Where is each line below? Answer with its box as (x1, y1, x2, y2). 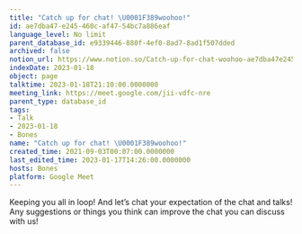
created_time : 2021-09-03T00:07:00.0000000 (9, 147, 175, 156)
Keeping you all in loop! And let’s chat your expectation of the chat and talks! (9, 197, 293, 208)
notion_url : (9, 55, 54, 64)
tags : (9, 105, 30, 114)
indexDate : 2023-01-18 (9, 64, 94, 73)
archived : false (9, 47, 70, 56)
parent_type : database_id (9, 96, 106, 106)
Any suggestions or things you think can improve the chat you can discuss (9, 206, 285, 217)
